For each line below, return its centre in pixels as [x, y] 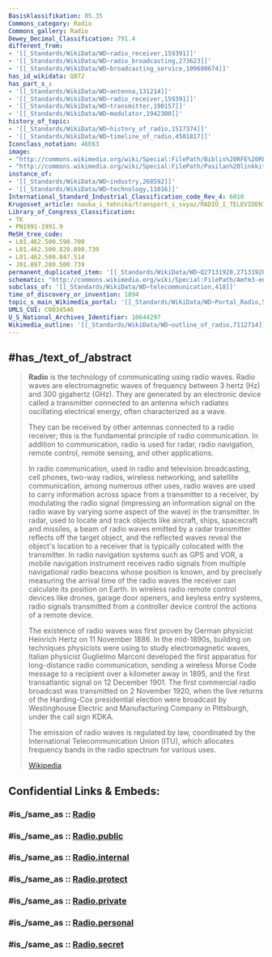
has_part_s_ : [30, 83]
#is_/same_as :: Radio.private [68, 901]
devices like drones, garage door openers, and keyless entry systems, [145, 598]
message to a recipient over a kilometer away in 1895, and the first [139, 674]
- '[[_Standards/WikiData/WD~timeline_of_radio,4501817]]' [110, 136]
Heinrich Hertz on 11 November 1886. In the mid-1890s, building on [139, 639]
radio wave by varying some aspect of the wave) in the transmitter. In [144, 512]
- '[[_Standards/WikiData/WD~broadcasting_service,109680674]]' [119, 69]
